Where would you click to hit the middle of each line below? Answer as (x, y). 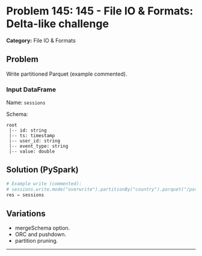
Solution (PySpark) (43, 170)
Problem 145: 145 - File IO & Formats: (100, 11)
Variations (26, 214)
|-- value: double (32, 151)
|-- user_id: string (35, 141)
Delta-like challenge (58, 24)
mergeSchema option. (42, 228)
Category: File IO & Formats (41, 40)
